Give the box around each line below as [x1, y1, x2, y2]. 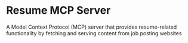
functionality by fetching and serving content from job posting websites [6, 29, 182, 36]
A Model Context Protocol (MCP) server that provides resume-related [6, 23, 177, 30]
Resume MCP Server [6, 4, 111, 17]
